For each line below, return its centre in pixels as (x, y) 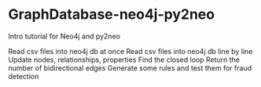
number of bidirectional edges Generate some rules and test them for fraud (130, 67)
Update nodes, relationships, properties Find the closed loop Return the (124, 60)
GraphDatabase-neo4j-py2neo (111, 14)
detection (24, 76)
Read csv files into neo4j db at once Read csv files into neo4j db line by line (130, 51)
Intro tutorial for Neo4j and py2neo (64, 36)
